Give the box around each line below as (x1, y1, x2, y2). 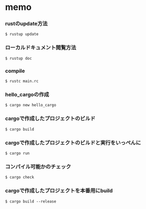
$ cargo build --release (5, 199, 56, 204)
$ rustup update (5, 32, 39, 37)
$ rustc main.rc (5, 79, 39, 84)
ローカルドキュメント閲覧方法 (5, 44, 77, 51)
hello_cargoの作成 (5, 91, 49, 98)
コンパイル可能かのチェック (5, 163, 71, 170)
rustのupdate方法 (5, 20, 48, 27)
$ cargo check (5, 175, 35, 180)
